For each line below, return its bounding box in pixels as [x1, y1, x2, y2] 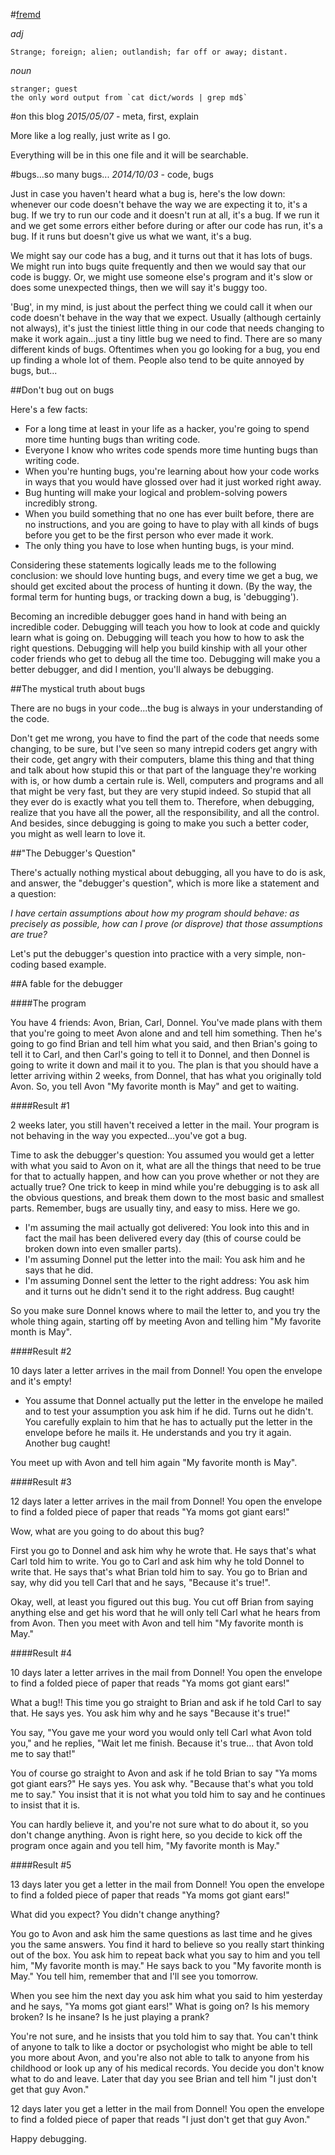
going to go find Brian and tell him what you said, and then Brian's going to [10, 1038, 318, 1049]
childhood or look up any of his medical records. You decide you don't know [10, 2062, 325, 2074]
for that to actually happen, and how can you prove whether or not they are [10, 1170, 320, 1182]
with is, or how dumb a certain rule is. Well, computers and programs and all [10, 775, 324, 786]
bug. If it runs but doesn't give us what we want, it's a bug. [10, 230, 252, 242]
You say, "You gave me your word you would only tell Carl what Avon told [10, 1727, 312, 1738]
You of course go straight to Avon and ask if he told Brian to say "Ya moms [10, 1767, 318, 1779]
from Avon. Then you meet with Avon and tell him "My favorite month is [10, 1617, 304, 1629]
